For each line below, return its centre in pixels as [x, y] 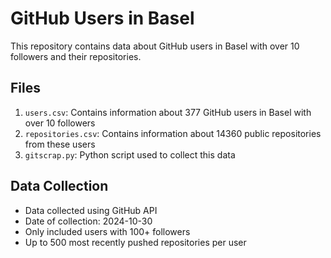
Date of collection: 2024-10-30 [88, 221]
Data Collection [59, 186]
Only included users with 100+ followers [107, 231]
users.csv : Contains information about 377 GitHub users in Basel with [168, 112]
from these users [60, 144]
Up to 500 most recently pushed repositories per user [135, 242]
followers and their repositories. [76, 56]
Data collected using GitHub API [91, 210]
